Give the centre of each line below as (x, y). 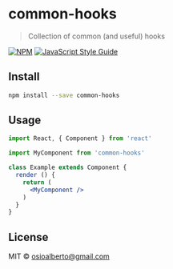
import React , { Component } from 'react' (80, 139)
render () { (36, 175)
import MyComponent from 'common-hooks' (77, 153)
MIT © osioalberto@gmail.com (59, 256)
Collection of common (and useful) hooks (97, 36)
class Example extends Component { (68, 168)
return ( (37, 182)
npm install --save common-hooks (64, 95)
